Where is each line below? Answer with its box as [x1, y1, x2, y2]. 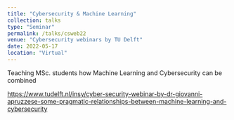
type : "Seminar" [7, 23, 55, 30]
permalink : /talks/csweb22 [7, 29, 86, 37]
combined [7, 76, 37, 84]
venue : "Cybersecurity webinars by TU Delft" [7, 36, 143, 44]
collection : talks [7, 17, 61, 24]
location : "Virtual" [7, 50, 68, 57]
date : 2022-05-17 [7, 43, 58, 50]
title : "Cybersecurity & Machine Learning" [7, 10, 137, 18]
